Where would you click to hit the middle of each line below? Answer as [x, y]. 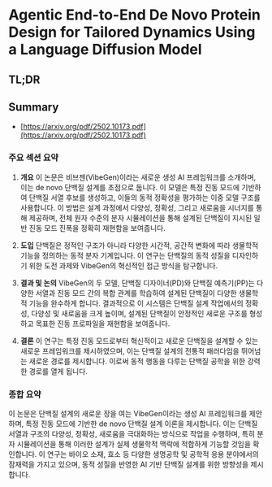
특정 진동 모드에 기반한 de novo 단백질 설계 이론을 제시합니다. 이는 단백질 [142, 424]
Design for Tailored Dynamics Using [132, 32]
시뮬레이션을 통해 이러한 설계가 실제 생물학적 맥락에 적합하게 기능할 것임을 [134, 444]
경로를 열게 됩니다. [58, 371]
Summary [34, 107]
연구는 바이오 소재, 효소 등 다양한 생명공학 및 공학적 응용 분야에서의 [153, 454]
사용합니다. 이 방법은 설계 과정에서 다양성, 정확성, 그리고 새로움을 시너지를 [137, 207]
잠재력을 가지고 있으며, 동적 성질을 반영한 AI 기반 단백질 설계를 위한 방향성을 [129, 464]
